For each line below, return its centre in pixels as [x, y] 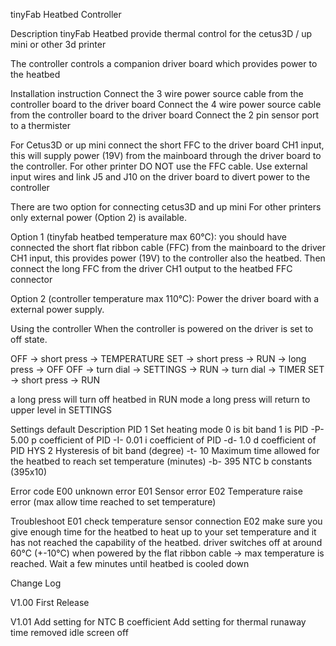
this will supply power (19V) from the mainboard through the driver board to [166, 155]
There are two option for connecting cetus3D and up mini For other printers [166, 207]
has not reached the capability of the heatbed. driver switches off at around [166, 542]
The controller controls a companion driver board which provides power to [164, 63]
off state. [29, 339]
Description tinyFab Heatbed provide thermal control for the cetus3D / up [161, 33]
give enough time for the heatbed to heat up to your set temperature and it [163, 532]
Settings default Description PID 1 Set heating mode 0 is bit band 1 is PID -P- [167, 429]
